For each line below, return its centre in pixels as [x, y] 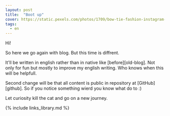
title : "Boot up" [25, 15]
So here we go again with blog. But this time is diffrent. [62, 53]
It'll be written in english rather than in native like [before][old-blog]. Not [80, 63]
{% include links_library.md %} [37, 108]
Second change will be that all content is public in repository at [71, 83]
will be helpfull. [21, 73]
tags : [11, 24]
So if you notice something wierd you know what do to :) [83, 88]
